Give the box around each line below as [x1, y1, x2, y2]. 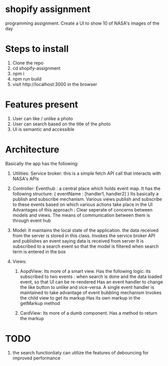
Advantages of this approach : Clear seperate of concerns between [12, 206, 153, 212]
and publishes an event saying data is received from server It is [12, 238, 144, 244]
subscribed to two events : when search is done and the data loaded [20, 273, 162, 279]
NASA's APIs [12, 175, 39, 182]
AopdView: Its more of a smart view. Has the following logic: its [20, 268, 151, 274]
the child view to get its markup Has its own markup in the [20, 295, 141, 301]
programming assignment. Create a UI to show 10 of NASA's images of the [5, 20, 159, 26]
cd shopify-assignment [12, 65, 61, 71]
